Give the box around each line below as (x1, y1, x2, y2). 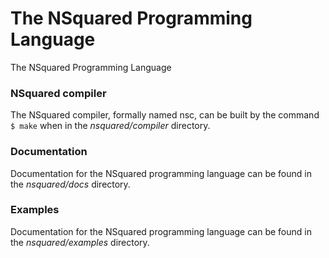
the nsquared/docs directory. (10, 178, 131, 190)
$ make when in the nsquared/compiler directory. (10, 120, 211, 132)
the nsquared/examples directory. (10, 236, 150, 248)
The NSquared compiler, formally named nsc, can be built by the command (10, 109, 320, 121)
